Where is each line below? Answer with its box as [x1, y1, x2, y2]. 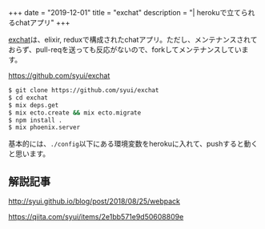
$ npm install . [8, 116, 62, 124]
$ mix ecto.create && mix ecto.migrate [8, 108, 142, 117]
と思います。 [8, 149, 50, 159]
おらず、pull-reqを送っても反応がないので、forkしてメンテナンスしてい [8, 45, 242, 54]
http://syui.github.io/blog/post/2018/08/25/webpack [8, 196, 180, 207]
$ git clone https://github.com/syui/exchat [8, 86, 159, 94]
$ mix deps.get [8, 101, 59, 109]
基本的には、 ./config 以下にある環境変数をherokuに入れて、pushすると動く [8, 139, 259, 149]
